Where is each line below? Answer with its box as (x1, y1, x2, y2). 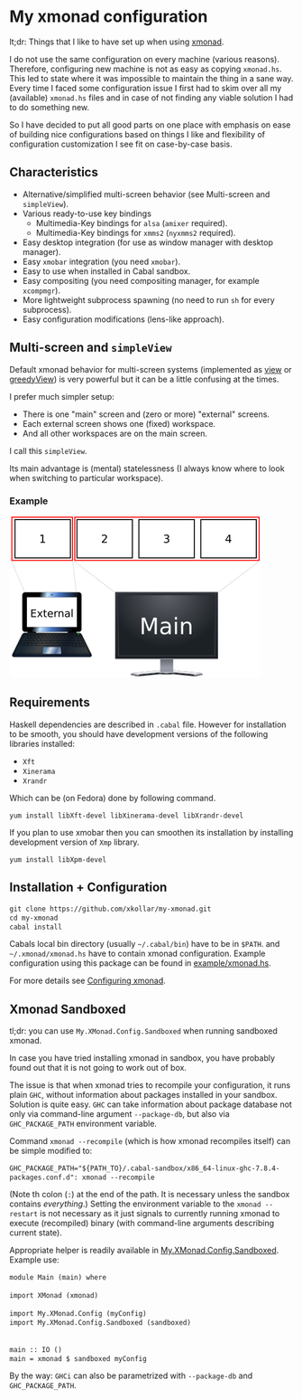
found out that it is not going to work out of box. (9, 1063, 188, 1073)
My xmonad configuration (9, 6, 208, 27)
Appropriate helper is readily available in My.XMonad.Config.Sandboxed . (9, 1245, 279, 1256)
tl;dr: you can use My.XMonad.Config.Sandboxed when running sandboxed (9, 1026, 278, 1036)
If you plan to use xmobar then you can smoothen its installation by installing (9, 827, 294, 837)
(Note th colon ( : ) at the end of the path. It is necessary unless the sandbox (9, 1189, 290, 1200)
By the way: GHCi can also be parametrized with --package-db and (9, 1370, 253, 1381)
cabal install (9, 922, 63, 932)
